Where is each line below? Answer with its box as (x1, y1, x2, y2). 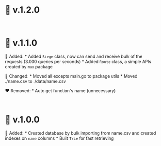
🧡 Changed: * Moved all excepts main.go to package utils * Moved (5, 73, 138, 79)
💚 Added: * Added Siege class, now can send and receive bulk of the (5, 53, 143, 59)
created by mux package (5, 64, 53, 69)
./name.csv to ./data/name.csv (5, 78, 66, 84)
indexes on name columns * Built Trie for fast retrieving (5, 135, 114, 141)
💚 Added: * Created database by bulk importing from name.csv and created (5, 130, 156, 136)
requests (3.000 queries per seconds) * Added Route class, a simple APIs (5, 58, 152, 65)
